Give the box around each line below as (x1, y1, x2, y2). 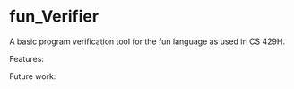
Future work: (9, 70, 56, 82)
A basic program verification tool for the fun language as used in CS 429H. (9, 36, 285, 47)
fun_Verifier (9, 6, 99, 27)
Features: (9, 53, 45, 64)
